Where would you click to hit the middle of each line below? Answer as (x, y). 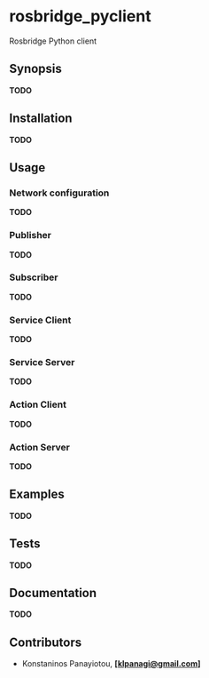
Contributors (46, 642)
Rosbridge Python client (53, 41)
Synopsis (35, 69)
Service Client (40, 320)
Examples (37, 495)
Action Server (40, 447)
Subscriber (34, 277)
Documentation (53, 593)
